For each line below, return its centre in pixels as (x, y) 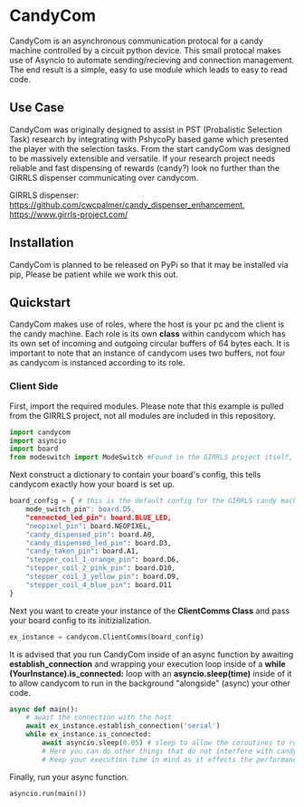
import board (34, 449)
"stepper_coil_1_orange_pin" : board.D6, (103, 560)
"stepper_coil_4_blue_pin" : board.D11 (99, 584)
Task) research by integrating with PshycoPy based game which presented (149, 139)
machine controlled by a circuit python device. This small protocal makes (145, 50)
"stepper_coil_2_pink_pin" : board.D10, (101, 568)
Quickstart (40, 303)
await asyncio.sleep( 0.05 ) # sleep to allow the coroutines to (163, 743)
